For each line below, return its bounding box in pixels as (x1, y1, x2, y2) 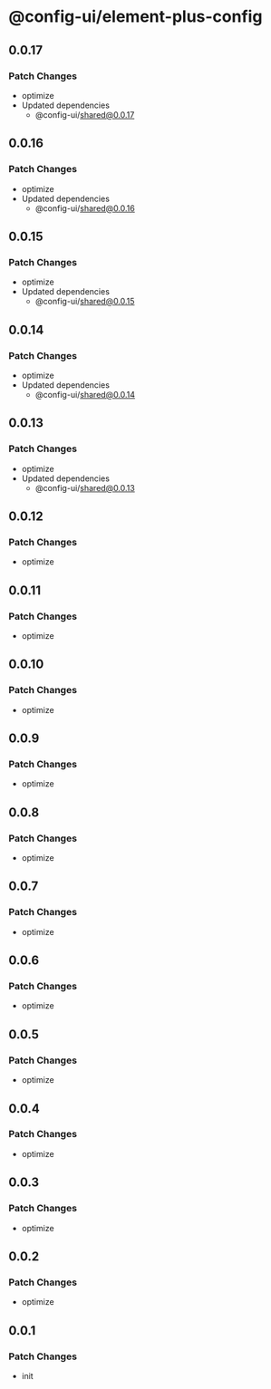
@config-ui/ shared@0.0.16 (34, 202, 135, 214)
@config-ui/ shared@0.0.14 (34, 389, 136, 400)
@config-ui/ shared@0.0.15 (34, 296, 135, 307)
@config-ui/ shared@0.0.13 (34, 482, 135, 493)
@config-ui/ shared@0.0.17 (34, 109, 135, 120)
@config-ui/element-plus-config (8, 6, 263, 27)
